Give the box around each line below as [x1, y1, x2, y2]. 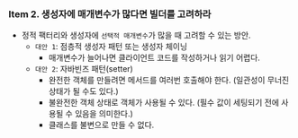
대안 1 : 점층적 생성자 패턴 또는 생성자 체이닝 [34, 41, 188, 52]
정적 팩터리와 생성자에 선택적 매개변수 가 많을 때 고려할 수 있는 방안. [21, 30, 251, 41]
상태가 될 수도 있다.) [48, 86, 119, 97]
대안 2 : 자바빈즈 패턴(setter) [34, 64, 134, 74]
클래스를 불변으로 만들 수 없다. [48, 119, 155, 131]
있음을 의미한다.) [74, 108, 134, 119]
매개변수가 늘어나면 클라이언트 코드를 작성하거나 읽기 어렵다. [48, 52, 260, 64]
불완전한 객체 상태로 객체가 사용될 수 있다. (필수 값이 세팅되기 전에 [48, 97, 280, 108]
